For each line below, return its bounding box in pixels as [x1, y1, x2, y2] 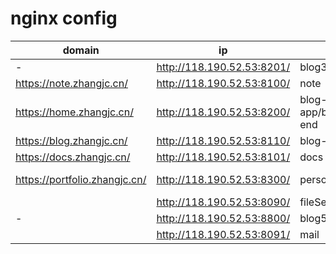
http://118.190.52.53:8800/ [156, 211, 291, 225]
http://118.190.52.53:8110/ [156, 133, 291, 147]
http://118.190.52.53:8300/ [156, 172, 291, 186]
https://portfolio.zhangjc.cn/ [15, 172, 147, 186]
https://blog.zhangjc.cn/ [15, 133, 128, 147]
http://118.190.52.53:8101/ [156, 150, 291, 164]
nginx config [10, 7, 118, 30]
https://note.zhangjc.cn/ [15, 76, 128, 90]
